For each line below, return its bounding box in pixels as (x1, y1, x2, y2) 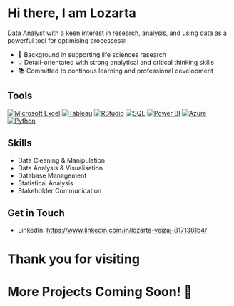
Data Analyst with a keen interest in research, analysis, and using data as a (7, 29, 227, 37)
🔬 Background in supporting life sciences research (17, 50, 166, 58)
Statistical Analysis (17, 178, 73, 187)
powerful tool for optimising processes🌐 (7, 36, 126, 44)
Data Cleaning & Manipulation (17, 155, 106, 165)
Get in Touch (7, 207, 66, 219)
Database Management (17, 171, 87, 180)
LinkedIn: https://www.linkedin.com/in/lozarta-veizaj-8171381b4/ (17, 226, 208, 235)
